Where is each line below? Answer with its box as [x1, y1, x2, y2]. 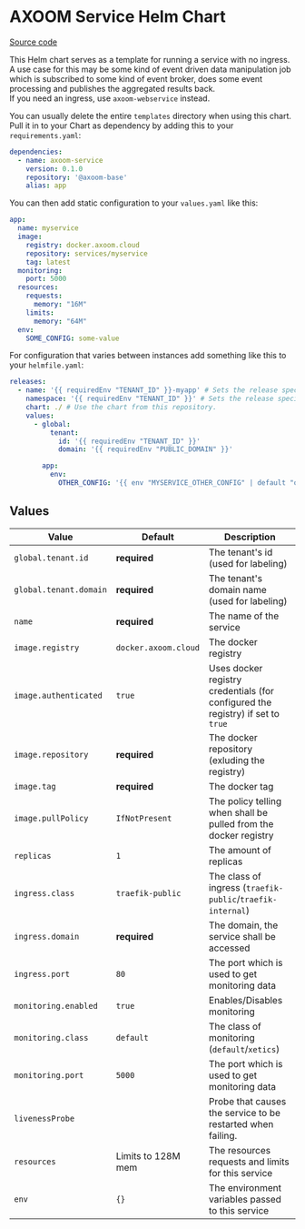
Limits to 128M [115, 1149, 181, 1162]
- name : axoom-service [17, 156, 103, 165]
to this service [208, 1204, 270, 1216]
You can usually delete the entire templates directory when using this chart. [9, 110, 292, 121]
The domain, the [208, 919, 279, 932]
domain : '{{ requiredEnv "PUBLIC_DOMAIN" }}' [57, 445, 233, 454]
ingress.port [14, 969, 71, 979]
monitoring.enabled [14, 1001, 98, 1011]
